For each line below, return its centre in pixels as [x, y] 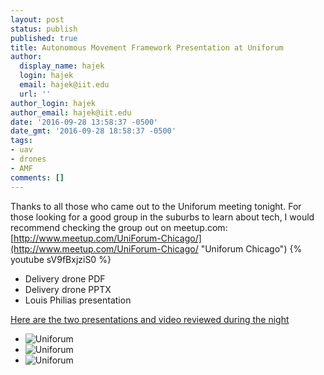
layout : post [37, 19]
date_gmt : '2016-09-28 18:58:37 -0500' [93, 131]
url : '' [35, 94]
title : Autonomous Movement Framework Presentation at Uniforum [147, 47]
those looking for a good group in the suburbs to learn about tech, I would [162, 217]
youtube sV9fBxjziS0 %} [61, 259]
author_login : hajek [53, 103]
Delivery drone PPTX [68, 289]
